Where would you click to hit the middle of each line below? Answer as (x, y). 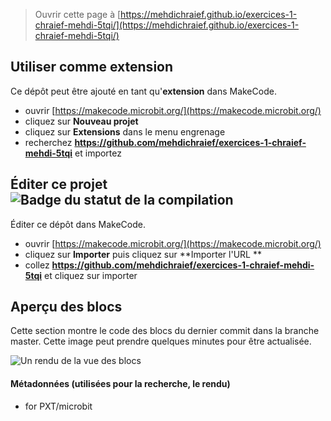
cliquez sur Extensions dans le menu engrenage (125, 131)
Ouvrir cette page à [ (78, 14)
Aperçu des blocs (66, 307)
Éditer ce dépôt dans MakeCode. (78, 224)
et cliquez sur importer (91, 275)
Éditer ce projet (59, 184)
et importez (98, 153)
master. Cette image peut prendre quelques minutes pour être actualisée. (161, 341)
